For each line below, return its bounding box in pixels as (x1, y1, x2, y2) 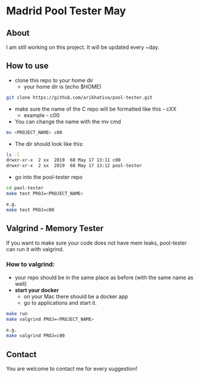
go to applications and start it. (23, 299, 97, 306)
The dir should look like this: (14, 140, 84, 147)
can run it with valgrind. (6, 245, 64, 252)
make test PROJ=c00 (6, 207, 55, 213)
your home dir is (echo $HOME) (23, 83, 102, 90)
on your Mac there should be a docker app (23, 293, 128, 300)
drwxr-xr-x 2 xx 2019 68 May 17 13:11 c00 (6, 157, 121, 163)
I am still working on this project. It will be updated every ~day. (6, 43, 159, 51)
